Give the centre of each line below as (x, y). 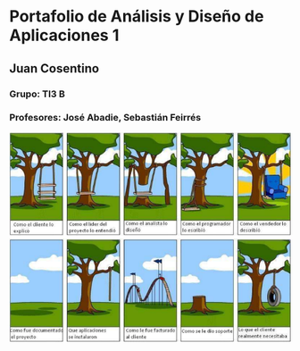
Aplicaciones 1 (64, 35)
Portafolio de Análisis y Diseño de (137, 17)
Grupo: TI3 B (37, 94)
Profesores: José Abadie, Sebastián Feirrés (105, 118)
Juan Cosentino (54, 68)
